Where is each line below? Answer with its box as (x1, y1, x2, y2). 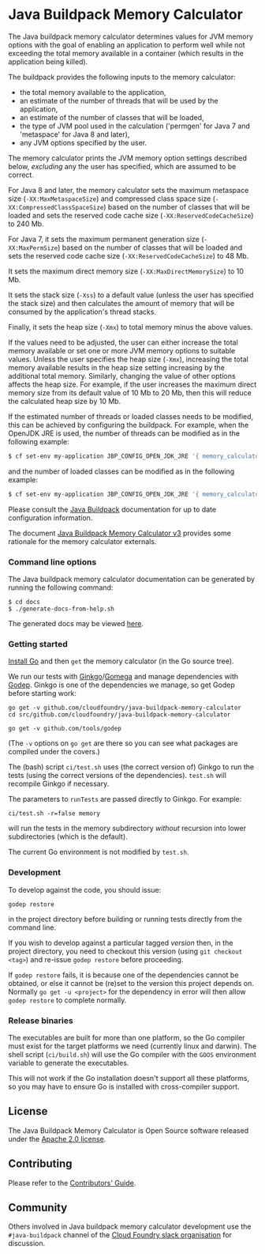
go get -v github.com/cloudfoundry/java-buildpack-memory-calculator (8, 704, 242, 712)
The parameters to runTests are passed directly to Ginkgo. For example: (8, 795, 242, 804)
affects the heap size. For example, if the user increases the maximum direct (8, 380, 257, 389)
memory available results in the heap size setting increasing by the (8, 362, 226, 372)
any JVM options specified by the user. (19, 138, 147, 147)
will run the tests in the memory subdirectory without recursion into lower (8, 824, 247, 833)
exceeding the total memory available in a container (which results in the (8, 48, 244, 58)
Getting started (8, 638, 69, 649)
